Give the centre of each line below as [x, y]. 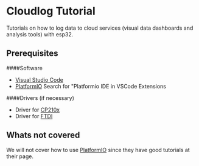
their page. [20, 156]
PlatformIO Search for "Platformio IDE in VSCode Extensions [90, 86]
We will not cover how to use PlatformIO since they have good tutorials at [98, 150]
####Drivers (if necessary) [40, 98]
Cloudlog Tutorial [51, 11]
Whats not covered [43, 135]
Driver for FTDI [34, 116]
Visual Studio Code [39, 79]
